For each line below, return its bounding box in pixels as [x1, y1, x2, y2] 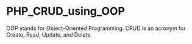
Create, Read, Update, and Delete [6, 31, 91, 38]
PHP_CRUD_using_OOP [6, 4, 125, 18]
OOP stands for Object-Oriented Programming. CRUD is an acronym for [6, 24, 186, 32]
